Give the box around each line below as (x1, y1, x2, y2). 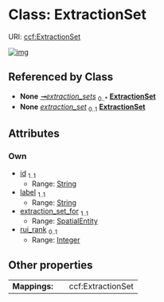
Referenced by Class (8, 70, 114, 84)
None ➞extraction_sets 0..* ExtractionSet (19, 91, 157, 103)
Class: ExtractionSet (8, 6, 147, 24)
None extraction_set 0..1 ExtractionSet (19, 102, 146, 113)
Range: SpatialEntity (31, 216, 98, 226)
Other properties (8, 258, 93, 272)
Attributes (8, 126, 60, 140)
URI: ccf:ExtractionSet (8, 32, 81, 41)
